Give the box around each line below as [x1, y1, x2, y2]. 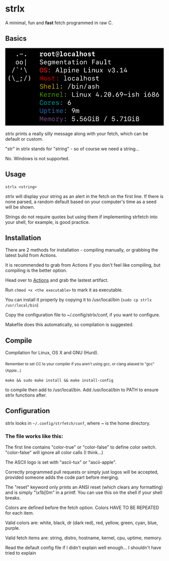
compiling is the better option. [5, 268, 67, 274]
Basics [5, 34, 27, 43]
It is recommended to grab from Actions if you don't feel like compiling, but [5, 262, 161, 268]
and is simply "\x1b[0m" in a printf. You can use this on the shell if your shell [5, 489, 162, 495]
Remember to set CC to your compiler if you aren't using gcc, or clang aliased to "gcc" [5, 361, 155, 366]
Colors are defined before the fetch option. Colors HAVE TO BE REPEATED [5, 505, 159, 511]
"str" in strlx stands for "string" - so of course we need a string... [5, 146, 140, 152]
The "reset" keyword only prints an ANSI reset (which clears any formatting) [5, 484, 163, 490]
